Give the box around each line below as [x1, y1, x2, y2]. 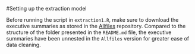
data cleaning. [6, 41, 41, 48]
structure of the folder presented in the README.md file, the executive [6, 29, 172, 36]
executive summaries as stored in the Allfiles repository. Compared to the [6, 23, 186, 29]
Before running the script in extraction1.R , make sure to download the [6, 16, 179, 23]
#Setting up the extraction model [6, 5, 87, 12]
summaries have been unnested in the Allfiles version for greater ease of [6, 35, 189, 42]
